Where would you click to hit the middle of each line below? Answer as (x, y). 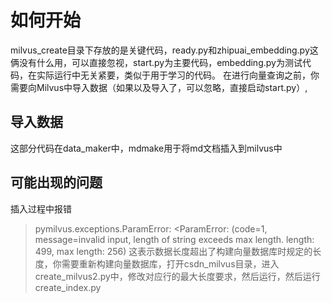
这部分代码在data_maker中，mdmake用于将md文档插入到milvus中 (146, 148)
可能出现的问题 (56, 182)
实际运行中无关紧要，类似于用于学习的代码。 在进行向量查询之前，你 (178, 75)
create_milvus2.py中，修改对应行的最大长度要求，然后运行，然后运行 (177, 276)
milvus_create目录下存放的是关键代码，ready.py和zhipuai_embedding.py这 (164, 50)
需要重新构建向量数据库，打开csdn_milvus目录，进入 (170, 263)
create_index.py (68, 287)
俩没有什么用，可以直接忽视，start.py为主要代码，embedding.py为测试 (156, 62)
